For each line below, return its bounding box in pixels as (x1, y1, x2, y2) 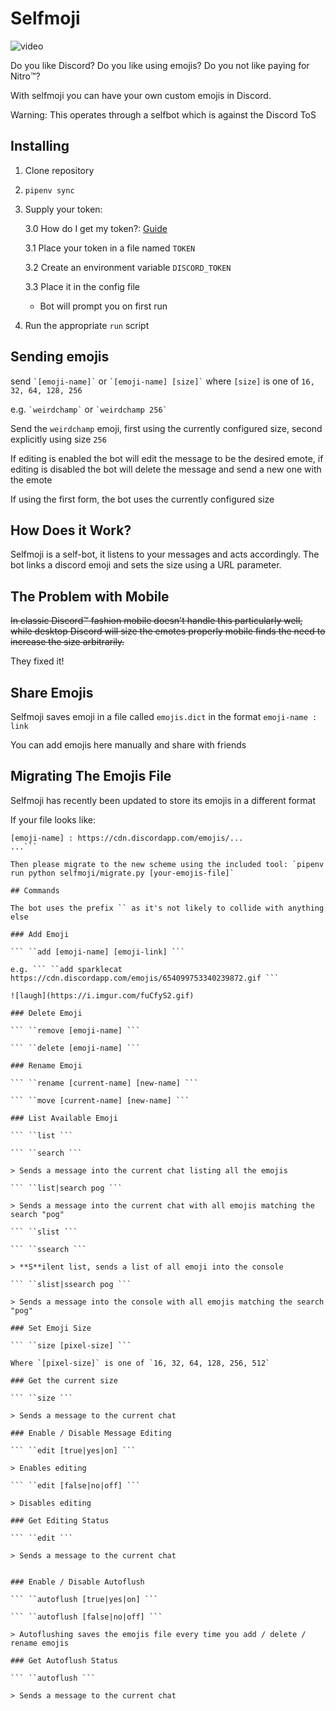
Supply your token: (24, 203, 103, 215)
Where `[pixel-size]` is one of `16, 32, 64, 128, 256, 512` (10, 1358, 271, 1368)
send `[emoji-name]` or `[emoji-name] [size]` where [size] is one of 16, (10, 375, 315, 387)
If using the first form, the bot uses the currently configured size (10, 493, 275, 505)
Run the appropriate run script (24, 319, 150, 331)
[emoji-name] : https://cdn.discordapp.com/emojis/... (10, 833, 244, 843)
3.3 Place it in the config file (24, 280, 141, 292)
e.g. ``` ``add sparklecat (10, 964, 123, 974)
